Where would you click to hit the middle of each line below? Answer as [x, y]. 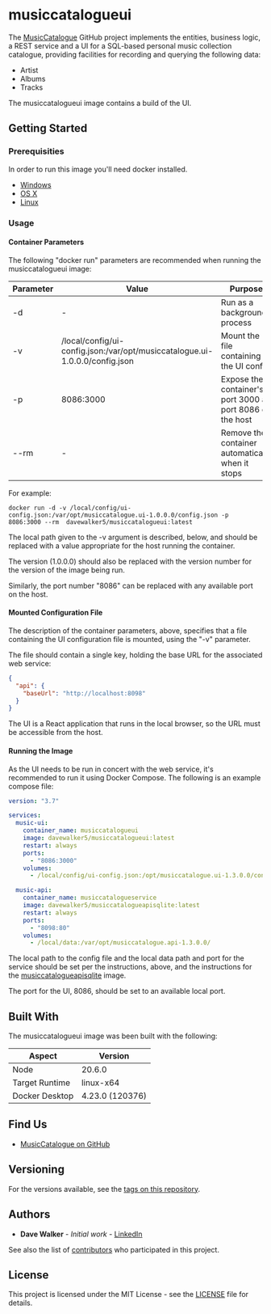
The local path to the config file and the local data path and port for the [126, 958]
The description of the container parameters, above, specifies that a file [128, 630]
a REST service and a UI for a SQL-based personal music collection [120, 45]
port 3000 [240, 399]
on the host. [28, 594]
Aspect [43, 1056]
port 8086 [240, 409]
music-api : [34, 890]
